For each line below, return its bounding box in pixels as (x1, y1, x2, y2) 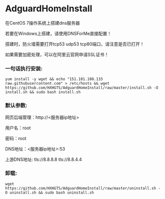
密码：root (5, 135, 27, 141)
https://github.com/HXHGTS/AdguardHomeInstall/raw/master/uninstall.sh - (5, 186, 161, 191)
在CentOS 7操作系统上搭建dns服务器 (5, 20, 80, 26)
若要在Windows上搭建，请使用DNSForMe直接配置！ (5, 30, 112, 36)
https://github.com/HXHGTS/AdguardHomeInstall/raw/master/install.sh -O (5, 85, 159, 91)
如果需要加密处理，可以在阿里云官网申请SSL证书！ (5, 51, 109, 57)
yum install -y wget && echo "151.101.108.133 (5, 77, 103, 82)
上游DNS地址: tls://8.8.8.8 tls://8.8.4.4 (5, 156, 82, 162)
